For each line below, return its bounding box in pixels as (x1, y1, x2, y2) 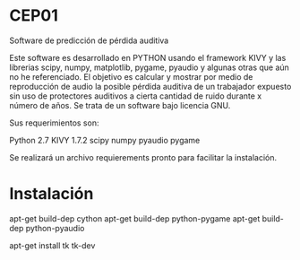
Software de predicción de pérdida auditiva (9, 35, 169, 46)
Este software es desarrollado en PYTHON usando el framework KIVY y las (9, 52, 287, 63)
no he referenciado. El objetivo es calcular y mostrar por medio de (9, 71, 253, 82)
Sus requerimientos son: (9, 117, 99, 128)
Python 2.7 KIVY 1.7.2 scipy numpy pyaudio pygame (9, 134, 201, 145)
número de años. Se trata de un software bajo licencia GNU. (9, 100, 231, 110)
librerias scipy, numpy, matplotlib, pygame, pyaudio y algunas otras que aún (9, 62, 289, 73)
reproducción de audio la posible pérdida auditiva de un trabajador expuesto (9, 81, 292, 91)
